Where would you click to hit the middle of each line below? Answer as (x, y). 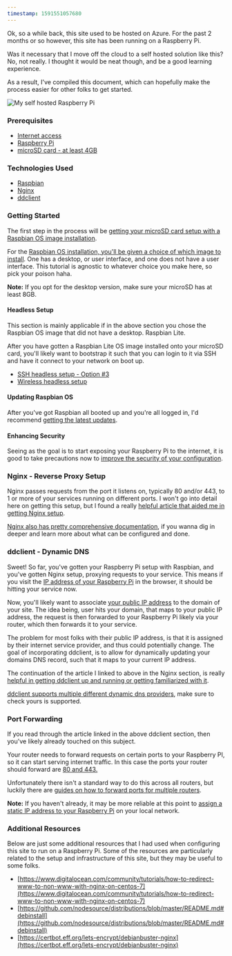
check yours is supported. (44, 701)
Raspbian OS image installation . (52, 238)
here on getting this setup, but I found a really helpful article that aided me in (116, 506)
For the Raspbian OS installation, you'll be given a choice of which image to (114, 251)
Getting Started (33, 216)
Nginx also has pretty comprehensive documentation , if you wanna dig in (111, 527)
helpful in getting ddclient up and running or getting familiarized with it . (108, 680)
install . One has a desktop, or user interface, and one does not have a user (113, 259)
